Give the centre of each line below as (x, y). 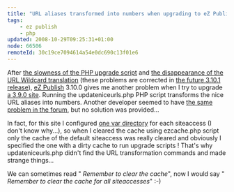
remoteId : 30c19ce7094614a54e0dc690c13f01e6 (73, 53)
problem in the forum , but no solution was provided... (83, 110)
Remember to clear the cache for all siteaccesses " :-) (84, 181)
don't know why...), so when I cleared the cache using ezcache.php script (113, 131)
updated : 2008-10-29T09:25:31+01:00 (60, 40)
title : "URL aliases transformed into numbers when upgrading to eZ (109, 14)
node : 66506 (24, 46)
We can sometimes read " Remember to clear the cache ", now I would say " (116, 173)
